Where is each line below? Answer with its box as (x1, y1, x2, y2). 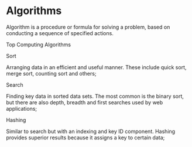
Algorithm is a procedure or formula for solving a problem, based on (6, 23, 170, 30)
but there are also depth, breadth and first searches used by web (6, 98, 163, 106)
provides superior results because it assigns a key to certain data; (6, 134, 165, 141)
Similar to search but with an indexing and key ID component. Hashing (6, 128, 176, 135)
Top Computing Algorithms (6, 41, 71, 48)
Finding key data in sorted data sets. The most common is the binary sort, (6, 93, 184, 100)
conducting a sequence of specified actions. (6, 29, 114, 36)
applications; (6, 105, 37, 112)
